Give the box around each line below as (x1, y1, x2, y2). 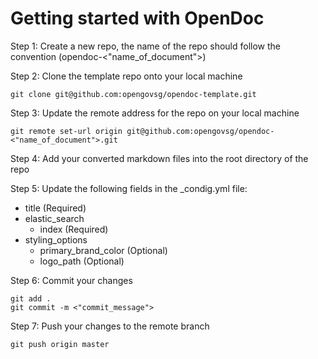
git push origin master (10, 339, 110, 349)
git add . (10, 293, 52, 304)
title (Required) (24, 202, 87, 214)
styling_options (24, 233, 88, 246)
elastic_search (24, 212, 85, 224)
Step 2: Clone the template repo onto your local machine (10, 70, 243, 82)
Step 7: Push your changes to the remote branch (10, 320, 210, 332)
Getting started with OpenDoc (10, 7, 265, 30)
